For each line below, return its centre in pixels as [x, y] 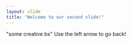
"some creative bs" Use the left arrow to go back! [66, 34]
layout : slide [24, 11]
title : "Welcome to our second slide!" [55, 17]
